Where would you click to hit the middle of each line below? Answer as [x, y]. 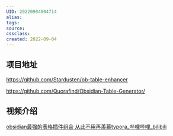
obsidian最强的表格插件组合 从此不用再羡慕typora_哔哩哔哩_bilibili [86, 126]
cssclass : [18, 34]
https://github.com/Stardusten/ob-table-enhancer [67, 79]
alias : [14, 17]
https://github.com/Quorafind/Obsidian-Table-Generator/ [76, 91]
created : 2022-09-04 [32, 39]
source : [16, 28]
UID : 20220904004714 [32, 12]
